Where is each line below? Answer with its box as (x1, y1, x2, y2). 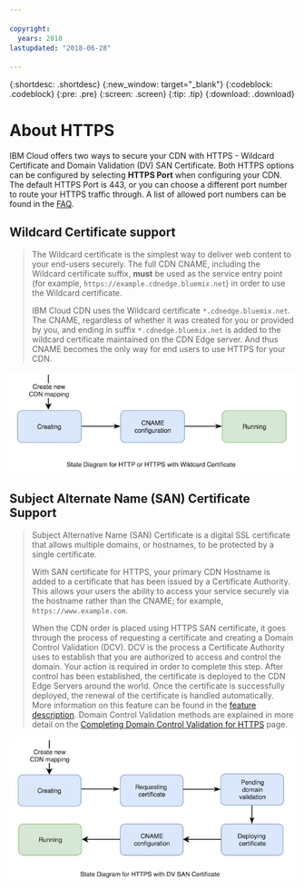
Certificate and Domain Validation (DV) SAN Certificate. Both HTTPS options (9, 160, 295, 171)
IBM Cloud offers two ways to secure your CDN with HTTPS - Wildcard (9, 151, 275, 161)
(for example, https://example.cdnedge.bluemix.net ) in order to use (31, 278, 286, 288)
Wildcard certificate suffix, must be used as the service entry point (31, 268, 283, 278)
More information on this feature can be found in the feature (31, 699, 257, 710)
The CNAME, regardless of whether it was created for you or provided (31, 314, 295, 326)
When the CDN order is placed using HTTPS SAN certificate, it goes (31, 622, 287, 633)
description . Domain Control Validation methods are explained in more (31, 708, 294, 720)
